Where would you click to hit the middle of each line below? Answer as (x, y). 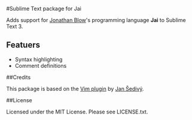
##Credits (19, 77)
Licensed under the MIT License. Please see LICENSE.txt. (77, 112)
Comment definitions (41, 65)
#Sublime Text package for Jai (44, 9)
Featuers (23, 45)
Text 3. (15, 26)
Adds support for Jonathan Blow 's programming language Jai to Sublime (96, 20)
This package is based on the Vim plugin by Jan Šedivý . (75, 89)
